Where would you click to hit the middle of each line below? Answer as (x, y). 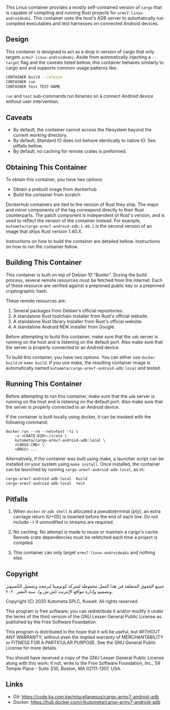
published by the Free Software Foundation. (51, 622)
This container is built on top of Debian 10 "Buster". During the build (76, 275)
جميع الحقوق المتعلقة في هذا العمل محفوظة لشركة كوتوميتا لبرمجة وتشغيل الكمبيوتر (85, 586)
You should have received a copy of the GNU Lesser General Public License (85, 658)
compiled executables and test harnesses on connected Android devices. (82, 23)
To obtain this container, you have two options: (54, 180)
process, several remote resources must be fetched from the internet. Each (84, 280)
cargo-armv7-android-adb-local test (46, 483)
